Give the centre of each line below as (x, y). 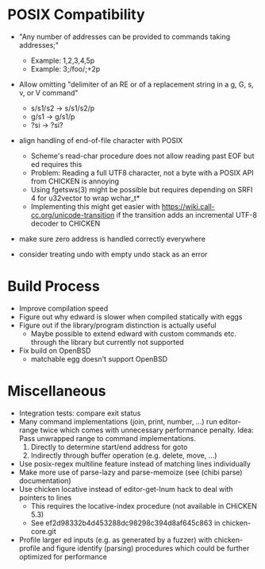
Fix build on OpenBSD (55, 350)
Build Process (54, 286)
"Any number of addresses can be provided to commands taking (125, 37)
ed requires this (56, 164)
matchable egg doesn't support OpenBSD (99, 358)
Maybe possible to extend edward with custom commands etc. (134, 333)
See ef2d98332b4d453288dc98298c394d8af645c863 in (125, 523)
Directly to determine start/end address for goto (109, 447)
